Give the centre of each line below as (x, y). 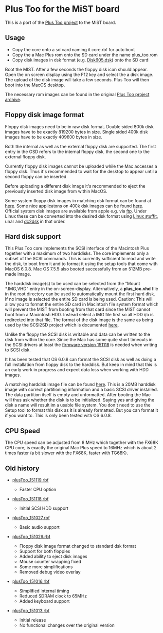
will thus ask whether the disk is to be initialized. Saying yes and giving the (80, 400)
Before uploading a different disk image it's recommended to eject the (75, 186)
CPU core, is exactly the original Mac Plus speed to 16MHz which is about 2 (81, 448)
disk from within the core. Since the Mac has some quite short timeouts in (79, 340)
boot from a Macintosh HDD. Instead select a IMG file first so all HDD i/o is (80, 315)
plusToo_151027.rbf (31, 518)
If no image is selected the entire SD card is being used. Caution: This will (79, 299)
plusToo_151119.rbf (30, 480)
